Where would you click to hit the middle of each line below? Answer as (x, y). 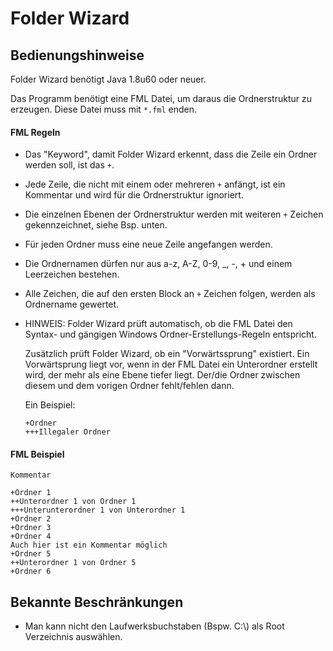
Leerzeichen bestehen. (72, 274)
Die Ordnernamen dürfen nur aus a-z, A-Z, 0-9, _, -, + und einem (158, 264)
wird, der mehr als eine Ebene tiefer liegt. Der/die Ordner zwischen (162, 375)
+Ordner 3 (31, 528)
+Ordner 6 (31, 572)
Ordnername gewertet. (72, 304)
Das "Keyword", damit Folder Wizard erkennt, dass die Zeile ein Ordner (171, 154)
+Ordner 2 (31, 519)
